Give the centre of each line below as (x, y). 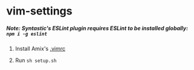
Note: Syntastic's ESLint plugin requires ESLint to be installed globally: (97, 28)
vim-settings (39, 11)
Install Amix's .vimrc (40, 49)
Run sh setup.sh (36, 60)
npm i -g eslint (27, 34)
